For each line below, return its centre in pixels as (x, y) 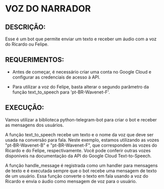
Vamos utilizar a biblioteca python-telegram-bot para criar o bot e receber (81, 119)
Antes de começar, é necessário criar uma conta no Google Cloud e (82, 72)
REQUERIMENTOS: (35, 60)
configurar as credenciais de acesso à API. (56, 77)
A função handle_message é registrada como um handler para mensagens (82, 165)
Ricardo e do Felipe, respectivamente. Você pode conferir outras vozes (78, 150)
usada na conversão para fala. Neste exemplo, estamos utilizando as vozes (82, 140)
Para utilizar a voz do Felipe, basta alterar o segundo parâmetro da (81, 87)
